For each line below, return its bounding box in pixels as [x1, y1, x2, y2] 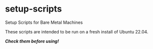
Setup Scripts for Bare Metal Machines [5, 19, 83, 25]
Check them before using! [5, 38, 59, 44]
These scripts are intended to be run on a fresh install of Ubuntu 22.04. [5, 29, 149, 34]
